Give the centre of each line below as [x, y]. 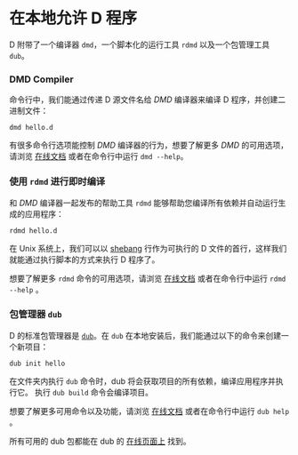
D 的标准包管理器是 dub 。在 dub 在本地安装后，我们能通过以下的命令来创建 [145, 335]
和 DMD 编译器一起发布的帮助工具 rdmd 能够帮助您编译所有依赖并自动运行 [144, 203]
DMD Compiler [41, 79]
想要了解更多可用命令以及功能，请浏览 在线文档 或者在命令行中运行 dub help [149, 411]
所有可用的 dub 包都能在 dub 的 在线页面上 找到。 [100, 441]
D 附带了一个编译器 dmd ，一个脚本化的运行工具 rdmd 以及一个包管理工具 [139, 44]
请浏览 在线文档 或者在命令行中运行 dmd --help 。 [99, 156]
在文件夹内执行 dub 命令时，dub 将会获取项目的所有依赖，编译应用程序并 [142, 381]
